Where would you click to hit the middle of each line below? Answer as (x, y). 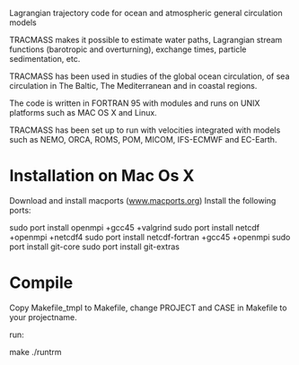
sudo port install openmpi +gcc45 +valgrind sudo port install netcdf (135, 227)
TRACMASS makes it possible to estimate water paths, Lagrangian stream (146, 40)
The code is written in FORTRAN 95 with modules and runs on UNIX (135, 103)
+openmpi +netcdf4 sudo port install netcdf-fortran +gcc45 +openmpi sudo (150, 237)
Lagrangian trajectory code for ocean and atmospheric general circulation (146, 13)
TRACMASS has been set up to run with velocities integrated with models (145, 130)
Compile (41, 283)
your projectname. (44, 317)
